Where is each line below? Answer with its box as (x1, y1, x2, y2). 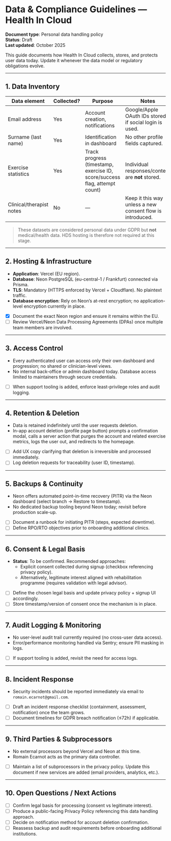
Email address (8, 116, 42, 123)
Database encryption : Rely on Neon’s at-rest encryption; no (12, 297, 139, 304)
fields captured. (125, 140, 163, 147)
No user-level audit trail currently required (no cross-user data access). (12, 634, 163, 640)
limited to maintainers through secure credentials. (12, 373, 117, 380)
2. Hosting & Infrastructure (5, 257, 92, 266)
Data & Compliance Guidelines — (5, 4, 147, 15)
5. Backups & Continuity (5, 479, 83, 488)
